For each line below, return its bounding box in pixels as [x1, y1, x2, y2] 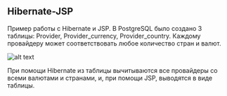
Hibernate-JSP [7, 6, 74, 18]
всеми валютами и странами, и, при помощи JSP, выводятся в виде [7, 74, 213, 82]
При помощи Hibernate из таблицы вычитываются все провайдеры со [7, 66, 218, 74]
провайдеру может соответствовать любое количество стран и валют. [7, 39, 221, 48]
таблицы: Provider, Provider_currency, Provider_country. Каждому [7, 32, 201, 40]
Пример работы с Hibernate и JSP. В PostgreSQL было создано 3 [7, 24, 202, 32]
